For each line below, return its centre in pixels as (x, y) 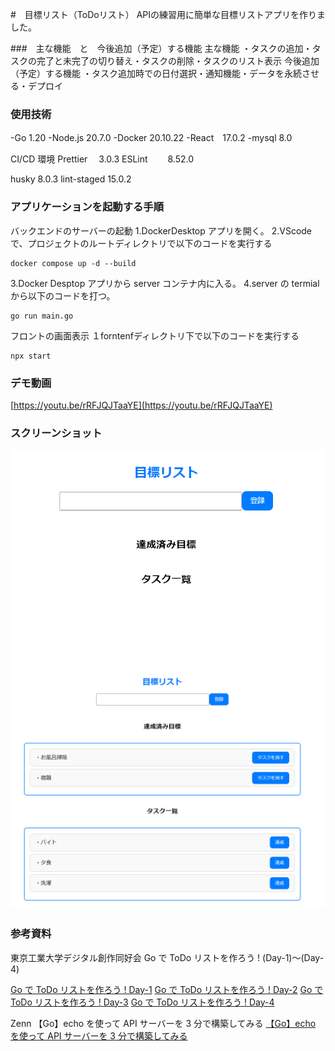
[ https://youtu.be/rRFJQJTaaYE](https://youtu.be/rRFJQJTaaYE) (141, 405)
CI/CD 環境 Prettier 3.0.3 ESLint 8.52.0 (102, 159)
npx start (31, 356)
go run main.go (42, 316)
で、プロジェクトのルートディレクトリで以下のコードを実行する (141, 243)
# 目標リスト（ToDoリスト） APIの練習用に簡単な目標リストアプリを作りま (168, 14)
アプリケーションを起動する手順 (87, 207)
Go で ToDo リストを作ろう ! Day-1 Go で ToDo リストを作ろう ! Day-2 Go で (167, 989)
